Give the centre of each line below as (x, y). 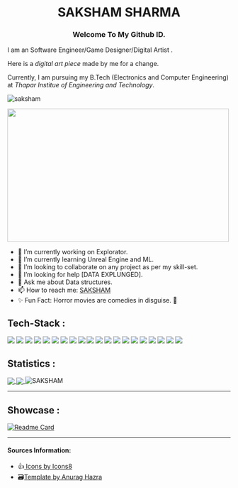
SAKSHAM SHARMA (119, 12)
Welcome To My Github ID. (119, 35)
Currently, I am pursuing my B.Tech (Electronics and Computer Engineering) (118, 77)
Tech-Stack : (36, 323)
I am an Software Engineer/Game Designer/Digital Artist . (90, 50)
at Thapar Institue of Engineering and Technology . (81, 85)
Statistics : (32, 363)
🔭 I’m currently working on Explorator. (73, 252)
